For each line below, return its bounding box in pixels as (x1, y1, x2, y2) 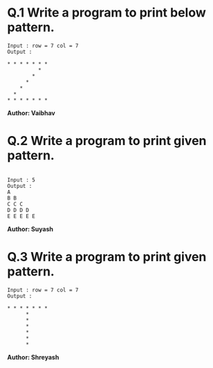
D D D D (7, 206, 30, 213)
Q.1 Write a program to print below (7, 5, 206, 21)
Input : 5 (7, 176, 36, 184)
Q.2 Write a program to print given (7, 133, 207, 149)
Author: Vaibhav (7, 108, 55, 117)
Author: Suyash (7, 224, 54, 233)
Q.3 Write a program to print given (7, 249, 207, 265)
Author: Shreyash (7, 353, 59, 361)
